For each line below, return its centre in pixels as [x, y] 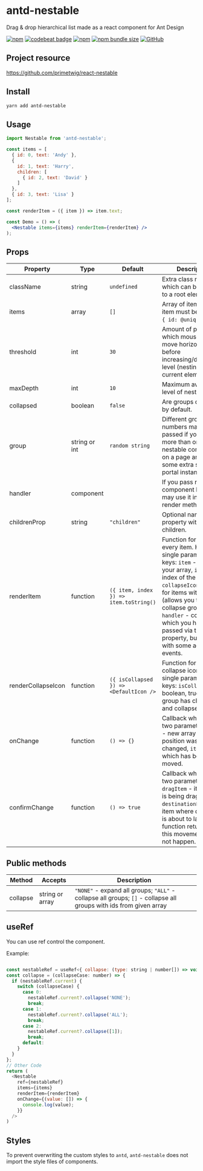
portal [170, 472]
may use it [177, 497]
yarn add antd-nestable [36, 106]
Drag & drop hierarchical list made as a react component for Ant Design [95, 27]
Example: [18, 953]
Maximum [176, 384]
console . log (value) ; [48, 1105]
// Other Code [24, 1065]
